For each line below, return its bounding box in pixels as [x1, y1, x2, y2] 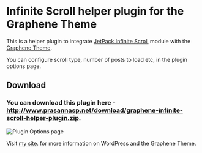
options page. [6, 62, 42, 70]
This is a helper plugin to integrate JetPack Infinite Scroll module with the [6, 37, 191, 45]
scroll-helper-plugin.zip [6, 114, 80, 122]
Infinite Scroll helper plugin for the [6, 4, 184, 18]
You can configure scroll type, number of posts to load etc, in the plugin [6, 56, 188, 63]
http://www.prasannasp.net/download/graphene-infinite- [6, 106, 184, 114]
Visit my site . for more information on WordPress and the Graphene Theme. [6, 140, 196, 147]
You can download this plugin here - [6, 99, 116, 107]
